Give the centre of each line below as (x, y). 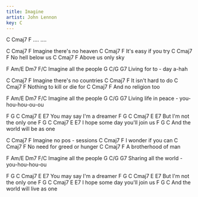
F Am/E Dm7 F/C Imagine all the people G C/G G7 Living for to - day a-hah (97, 69)
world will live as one (32, 189)
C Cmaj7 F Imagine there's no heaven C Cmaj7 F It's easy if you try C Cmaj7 (99, 51)
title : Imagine (25, 12)
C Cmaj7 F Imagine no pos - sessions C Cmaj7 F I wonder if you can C (92, 140)
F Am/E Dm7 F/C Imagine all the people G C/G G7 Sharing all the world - (95, 158)
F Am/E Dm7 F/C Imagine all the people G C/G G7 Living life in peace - (92, 98)
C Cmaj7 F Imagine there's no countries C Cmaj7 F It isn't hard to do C (92, 80)
